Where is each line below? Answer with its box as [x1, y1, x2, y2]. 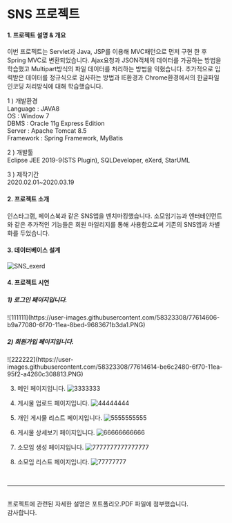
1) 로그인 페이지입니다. [7, 295, 68, 304]
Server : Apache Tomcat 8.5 [7, 127, 87, 135]
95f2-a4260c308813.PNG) [7, 370, 84, 378]
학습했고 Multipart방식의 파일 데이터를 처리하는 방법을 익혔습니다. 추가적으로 [7, 65, 214, 73]
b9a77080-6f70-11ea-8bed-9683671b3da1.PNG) [7, 321, 146, 329]
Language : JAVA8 [7, 104, 60, 113]
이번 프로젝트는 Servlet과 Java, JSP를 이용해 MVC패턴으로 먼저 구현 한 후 [7, 48, 207, 56]
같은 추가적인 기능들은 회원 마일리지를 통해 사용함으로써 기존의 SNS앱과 [14, 220, 208, 228]
